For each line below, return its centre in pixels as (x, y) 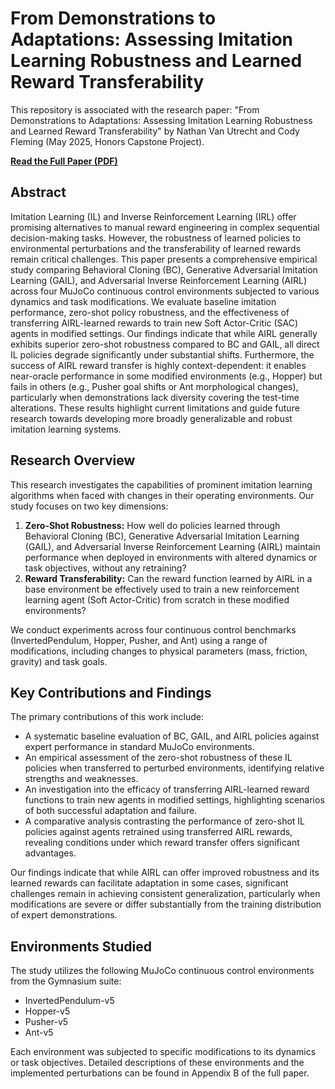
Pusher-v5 (46, 1022)
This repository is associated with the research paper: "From (135, 109)
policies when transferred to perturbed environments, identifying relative (174, 768)
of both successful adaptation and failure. (111, 811)
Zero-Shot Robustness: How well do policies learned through (152, 525)
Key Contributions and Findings (111, 692)
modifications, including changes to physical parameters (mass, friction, (159, 651)
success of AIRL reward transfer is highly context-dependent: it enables (158, 365)
